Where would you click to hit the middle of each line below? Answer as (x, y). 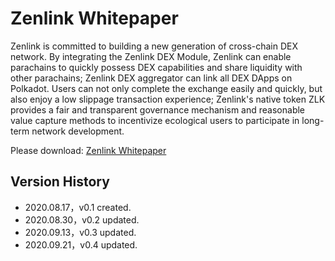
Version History (60, 182)
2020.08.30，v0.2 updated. (82, 219)
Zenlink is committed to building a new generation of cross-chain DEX (154, 46)
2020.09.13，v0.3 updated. (80, 232)
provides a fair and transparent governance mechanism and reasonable (158, 109)
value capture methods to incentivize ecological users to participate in (155, 120)
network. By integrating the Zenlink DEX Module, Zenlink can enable (151, 56)
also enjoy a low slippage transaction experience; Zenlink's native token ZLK (168, 99)
